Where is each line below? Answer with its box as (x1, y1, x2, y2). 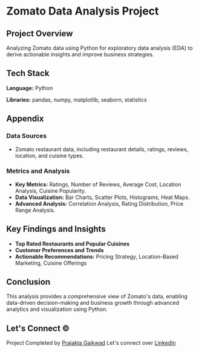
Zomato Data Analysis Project (6, 4, 159, 18)
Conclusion (6, 277, 51, 287)
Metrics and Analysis (6, 167, 70, 175)
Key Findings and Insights (6, 224, 106, 234)
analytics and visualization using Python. (6, 305, 108, 313)
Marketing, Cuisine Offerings (15, 259, 87, 267)
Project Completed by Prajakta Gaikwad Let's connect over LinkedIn (6, 339, 176, 347)
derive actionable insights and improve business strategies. (6, 51, 154, 58)
